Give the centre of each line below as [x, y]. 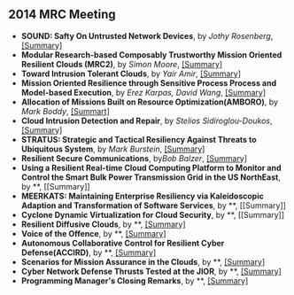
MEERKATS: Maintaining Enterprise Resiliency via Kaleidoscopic [143, 196]
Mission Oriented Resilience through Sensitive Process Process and [148, 82]
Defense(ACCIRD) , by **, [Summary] [89, 252]
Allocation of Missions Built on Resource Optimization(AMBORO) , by [149, 102]
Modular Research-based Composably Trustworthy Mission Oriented [151, 54]
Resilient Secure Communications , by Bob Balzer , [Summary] [134, 158]
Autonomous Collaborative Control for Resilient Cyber [123, 243]
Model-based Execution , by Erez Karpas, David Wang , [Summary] [143, 92]
